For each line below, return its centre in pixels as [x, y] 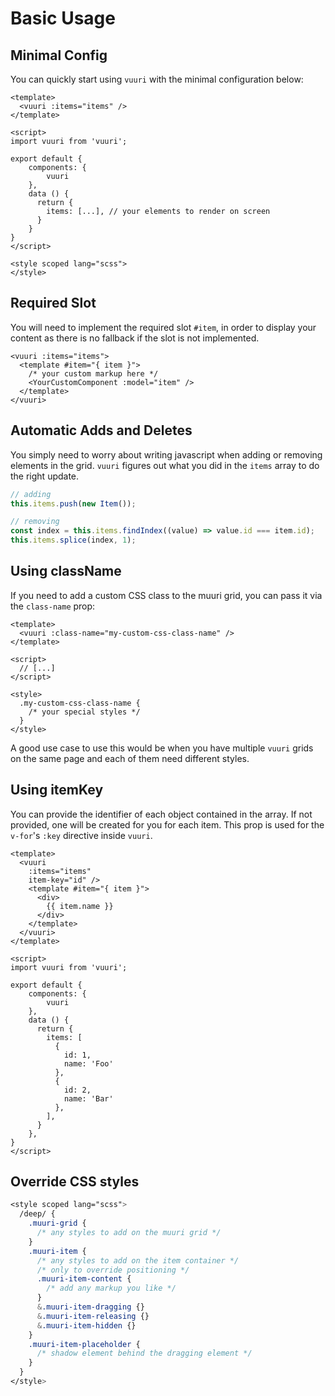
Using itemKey [57, 790]
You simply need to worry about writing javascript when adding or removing [166, 454]
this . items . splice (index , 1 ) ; [73, 540]
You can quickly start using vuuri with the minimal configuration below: [157, 79]
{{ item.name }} [80, 906]
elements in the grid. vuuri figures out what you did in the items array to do [165, 465]
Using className [66, 571]
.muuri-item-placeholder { [84, 1344]
